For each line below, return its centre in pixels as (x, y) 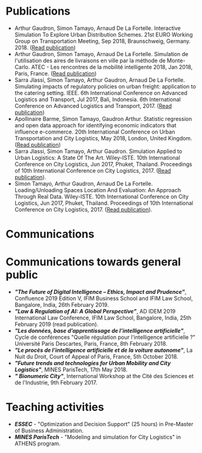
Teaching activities (55, 407)
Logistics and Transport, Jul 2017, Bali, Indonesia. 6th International (97, 99)
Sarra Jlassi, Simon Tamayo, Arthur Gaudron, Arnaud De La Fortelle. (100, 80)
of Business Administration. (49, 430)
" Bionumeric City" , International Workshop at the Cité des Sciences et (104, 376)
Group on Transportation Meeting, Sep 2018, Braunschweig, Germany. (103, 41)
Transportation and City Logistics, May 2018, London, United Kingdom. (103, 138)
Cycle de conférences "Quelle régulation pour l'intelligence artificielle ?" (105, 337)
